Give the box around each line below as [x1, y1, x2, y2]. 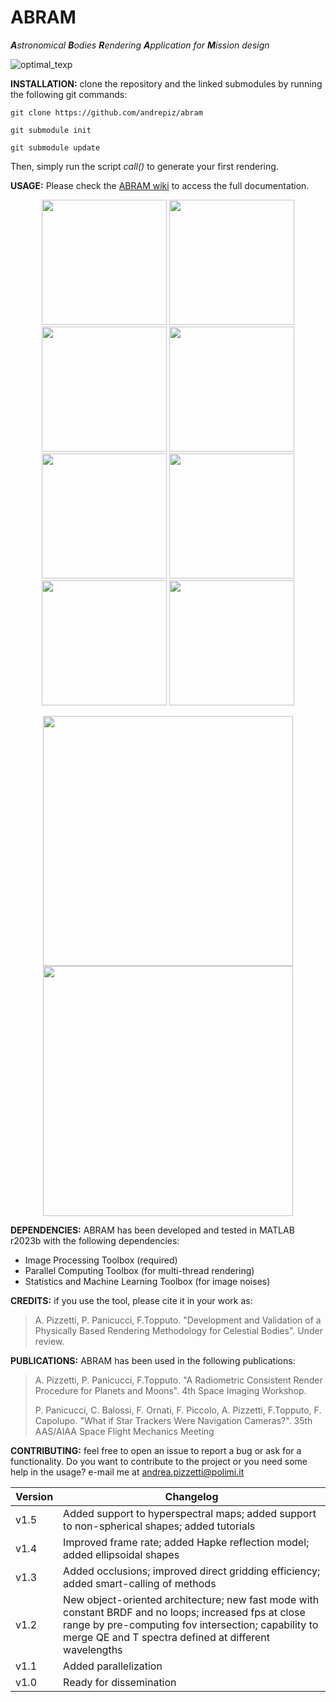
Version [15, 1489, 54, 1503]
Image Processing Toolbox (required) [24, 1254, 178, 1266]
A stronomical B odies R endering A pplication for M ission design [10, 39, 270, 51]
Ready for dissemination [63, 1675, 177, 1689]
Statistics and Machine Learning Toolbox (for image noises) [24, 1275, 271, 1287]
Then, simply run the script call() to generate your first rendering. [10, 160, 279, 172]
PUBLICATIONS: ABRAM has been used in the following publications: [10, 1354, 296, 1366]
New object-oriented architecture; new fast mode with [63, 1592, 320, 1606]
